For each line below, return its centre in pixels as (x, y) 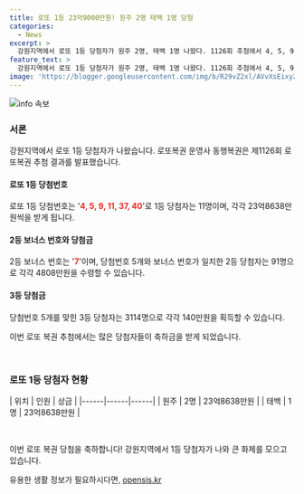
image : (22, 77)
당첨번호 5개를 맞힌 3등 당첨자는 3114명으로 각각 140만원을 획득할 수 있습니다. (147, 317)
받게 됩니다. (54, 217)
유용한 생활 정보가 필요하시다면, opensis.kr (85, 480)
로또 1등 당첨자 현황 (49, 379)
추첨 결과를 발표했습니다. (77, 162)
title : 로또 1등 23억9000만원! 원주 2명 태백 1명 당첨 (101, 18)
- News (30, 34)
